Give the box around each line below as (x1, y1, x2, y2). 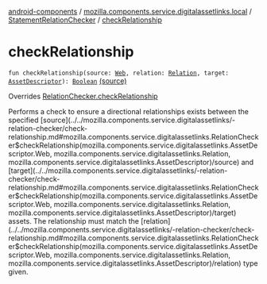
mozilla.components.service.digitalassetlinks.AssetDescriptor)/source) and (8, 157, 254, 167)
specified (8, 115, 39, 125)
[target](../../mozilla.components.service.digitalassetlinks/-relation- (8, 166, 228, 175)
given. (8, 267, 29, 276)
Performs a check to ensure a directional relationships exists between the (8, 106, 249, 116)
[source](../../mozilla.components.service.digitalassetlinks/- (40, 115, 236, 125)
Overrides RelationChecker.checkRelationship (8, 91, 158, 101)
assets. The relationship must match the (8, 216, 139, 225)
